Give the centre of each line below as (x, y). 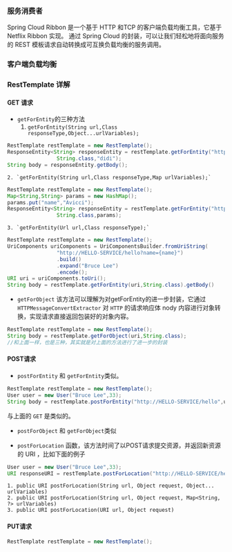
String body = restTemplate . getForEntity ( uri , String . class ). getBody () (111, 285)
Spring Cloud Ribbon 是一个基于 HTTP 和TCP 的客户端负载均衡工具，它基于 (115, 27)
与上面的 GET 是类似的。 (41, 416)
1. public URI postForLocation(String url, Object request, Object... (111, 486)
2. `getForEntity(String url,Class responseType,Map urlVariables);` (109, 177)
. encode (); (72, 272)
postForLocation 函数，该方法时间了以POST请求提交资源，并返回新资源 (119, 445)
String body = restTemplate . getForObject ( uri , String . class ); (97, 336)
